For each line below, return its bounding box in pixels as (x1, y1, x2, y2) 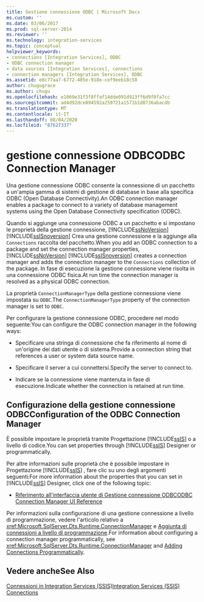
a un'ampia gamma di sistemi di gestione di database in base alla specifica (6, 188, 194, 196)
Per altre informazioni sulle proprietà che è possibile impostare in (6, 460, 169, 467)
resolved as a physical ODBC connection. (6, 278, 111, 285)
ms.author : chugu (6, 88, 51, 95)
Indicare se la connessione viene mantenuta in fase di (15, 376, 150, 383)
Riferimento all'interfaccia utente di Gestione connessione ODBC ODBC (15, 491, 193, 498)
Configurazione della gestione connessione (6, 400, 175, 410)
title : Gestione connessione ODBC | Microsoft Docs (6, 9, 140, 15)
